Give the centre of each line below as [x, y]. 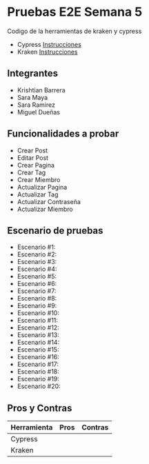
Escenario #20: [39, 386]
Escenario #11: [38, 321]
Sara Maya [32, 97]
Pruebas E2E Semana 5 [75, 12]
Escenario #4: [37, 269]
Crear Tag [31, 172]
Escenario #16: [38, 357]
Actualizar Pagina [42, 187]
